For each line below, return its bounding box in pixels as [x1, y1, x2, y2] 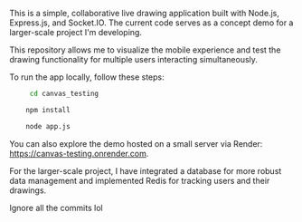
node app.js [25, 121, 71, 130]
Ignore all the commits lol [9, 202, 103, 213]
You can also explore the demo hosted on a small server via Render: [9, 138, 263, 149]
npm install [25, 105, 71, 114]
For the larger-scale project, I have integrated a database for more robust [9, 165, 282, 176]
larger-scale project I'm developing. [9, 27, 143, 37]
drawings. [9, 185, 47, 196]
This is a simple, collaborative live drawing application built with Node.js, [9, 8, 280, 18]
